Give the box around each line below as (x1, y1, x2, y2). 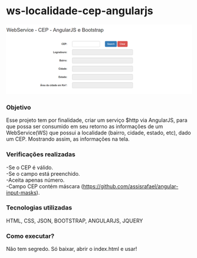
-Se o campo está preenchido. (6, 170, 80, 177)
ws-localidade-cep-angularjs (6, 4, 153, 18)
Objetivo (6, 103, 31, 111)
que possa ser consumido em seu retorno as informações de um (6, 123, 163, 130)
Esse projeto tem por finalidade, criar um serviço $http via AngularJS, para (6, 117, 188, 124)
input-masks (6, 189, 37, 196)
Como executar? (6, 232, 55, 240)
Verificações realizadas (6, 150, 75, 159)
